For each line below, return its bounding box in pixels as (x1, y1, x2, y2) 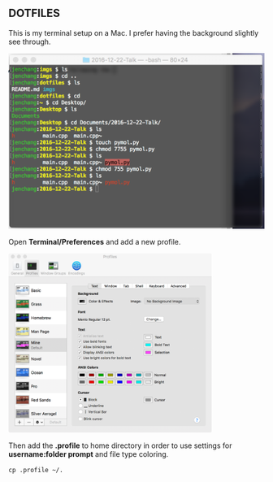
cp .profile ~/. (8, 466, 63, 474)
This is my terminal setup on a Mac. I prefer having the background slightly (8, 28, 259, 37)
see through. (8, 37, 51, 46)
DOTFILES (8, 7, 61, 20)
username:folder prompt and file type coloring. (8, 449, 169, 458)
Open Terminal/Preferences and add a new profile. (8, 237, 181, 247)
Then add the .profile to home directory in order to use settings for (8, 441, 232, 450)
